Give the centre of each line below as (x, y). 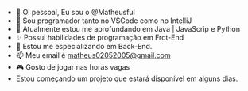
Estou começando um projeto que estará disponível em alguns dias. (127, 78)
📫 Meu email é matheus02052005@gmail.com (93, 55)
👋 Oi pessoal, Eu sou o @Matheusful (75, 12)
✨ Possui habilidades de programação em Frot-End (100, 37)
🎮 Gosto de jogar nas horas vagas (73, 67)
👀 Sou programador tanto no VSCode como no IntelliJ (104, 21)
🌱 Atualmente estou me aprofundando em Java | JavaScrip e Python (128, 29)
